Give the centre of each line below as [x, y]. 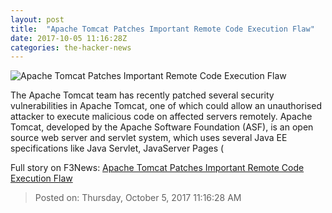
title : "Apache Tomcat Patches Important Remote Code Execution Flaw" [162, 29]
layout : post [37, 19]
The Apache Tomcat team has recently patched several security [142, 95]
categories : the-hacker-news [71, 47]
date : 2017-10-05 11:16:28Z [69, 38]
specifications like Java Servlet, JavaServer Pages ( [117, 148]
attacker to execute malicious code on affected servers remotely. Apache [161, 117]
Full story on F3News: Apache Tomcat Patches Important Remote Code [157, 168]
